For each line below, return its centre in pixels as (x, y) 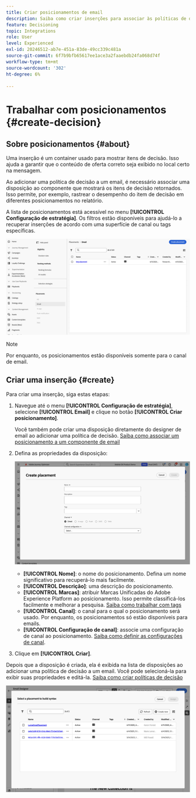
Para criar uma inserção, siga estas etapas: (58, 394)
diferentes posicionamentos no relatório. (55, 201)
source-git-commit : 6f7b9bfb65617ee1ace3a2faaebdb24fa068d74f (83, 56)
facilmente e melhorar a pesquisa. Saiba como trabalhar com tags (102, 605)
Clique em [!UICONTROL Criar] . (53, 653)
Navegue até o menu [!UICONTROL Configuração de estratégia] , (94, 405)
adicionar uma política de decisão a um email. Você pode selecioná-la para (96, 671)
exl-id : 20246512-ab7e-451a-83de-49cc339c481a (64, 50)
